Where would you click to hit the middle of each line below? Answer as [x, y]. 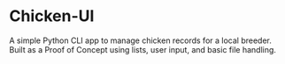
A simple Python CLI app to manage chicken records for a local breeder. [140, 40]
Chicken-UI [52, 16]
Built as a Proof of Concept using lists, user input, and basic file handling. [143, 49]
